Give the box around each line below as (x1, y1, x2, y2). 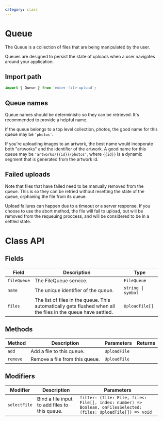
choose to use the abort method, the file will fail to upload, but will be (5, 208, 143, 214)
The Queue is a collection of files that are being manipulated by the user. (5, 44, 150, 50)
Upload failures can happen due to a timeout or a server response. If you (5, 203, 150, 209)
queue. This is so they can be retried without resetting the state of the (5, 188, 145, 194)
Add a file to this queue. (31, 348, 85, 355)
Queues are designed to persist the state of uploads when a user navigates (5, 53, 155, 59)
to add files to (37, 401, 69, 408)
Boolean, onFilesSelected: (80, 405, 142, 410)
